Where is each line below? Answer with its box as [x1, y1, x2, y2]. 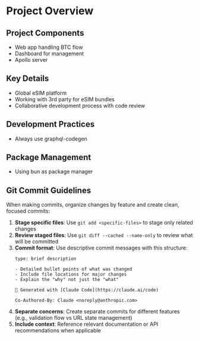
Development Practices [6, 119, 95, 129]
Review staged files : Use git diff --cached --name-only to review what [14, 232, 193, 239]
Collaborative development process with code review [14, 102, 146, 109]
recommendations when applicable [14, 327, 101, 334]
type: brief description [14, 256, 77, 262]
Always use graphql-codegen [14, 135, 88, 142]
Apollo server [14, 57, 48, 63]
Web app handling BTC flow [14, 43, 83, 51]
